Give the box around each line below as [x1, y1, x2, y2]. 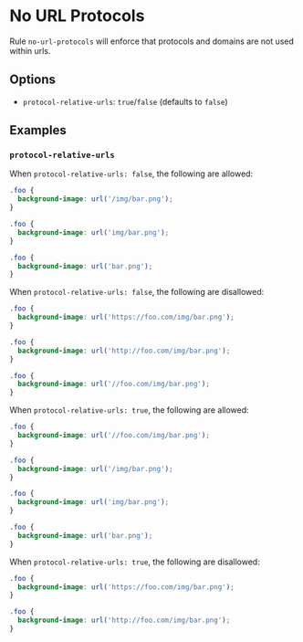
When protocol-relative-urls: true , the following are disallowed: [9, 556, 260, 567]
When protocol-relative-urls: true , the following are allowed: [9, 405, 249, 416]
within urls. [9, 45, 51, 56]
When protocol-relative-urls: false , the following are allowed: [9, 168, 254, 179]
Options [9, 72, 57, 88]
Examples [9, 122, 67, 138]
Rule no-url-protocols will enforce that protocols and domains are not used [9, 36, 295, 47]
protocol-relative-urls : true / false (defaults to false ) [22, 96, 228, 107]
